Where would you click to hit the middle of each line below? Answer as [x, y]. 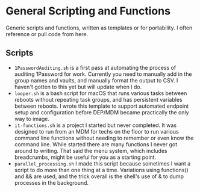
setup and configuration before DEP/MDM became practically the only [102, 112]
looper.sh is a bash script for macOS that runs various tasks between [101, 93]
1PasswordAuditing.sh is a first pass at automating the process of [95, 67]
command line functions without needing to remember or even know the [104, 138]
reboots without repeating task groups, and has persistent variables [98, 99]
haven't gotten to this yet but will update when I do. [78, 87]
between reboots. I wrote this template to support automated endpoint [102, 106]
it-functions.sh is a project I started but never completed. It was [95, 125]
